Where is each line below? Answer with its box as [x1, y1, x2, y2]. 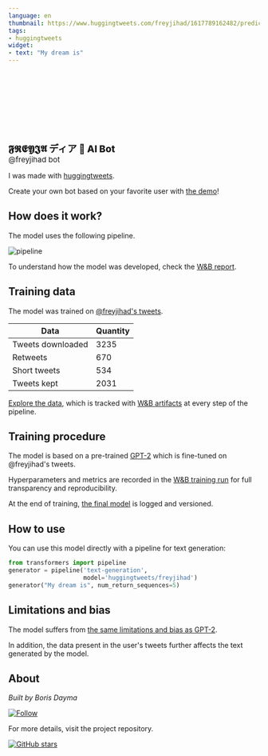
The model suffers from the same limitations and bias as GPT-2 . [8, 625, 218, 634]
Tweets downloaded [12, 338, 89, 350]
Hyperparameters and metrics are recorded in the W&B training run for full [8, 475, 253, 485]
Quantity [95, 325, 130, 336]
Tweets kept [12, 378, 58, 389]
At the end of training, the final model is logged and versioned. [8, 499, 214, 509]
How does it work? [8, 210, 103, 223]
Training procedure [8, 430, 106, 444]
